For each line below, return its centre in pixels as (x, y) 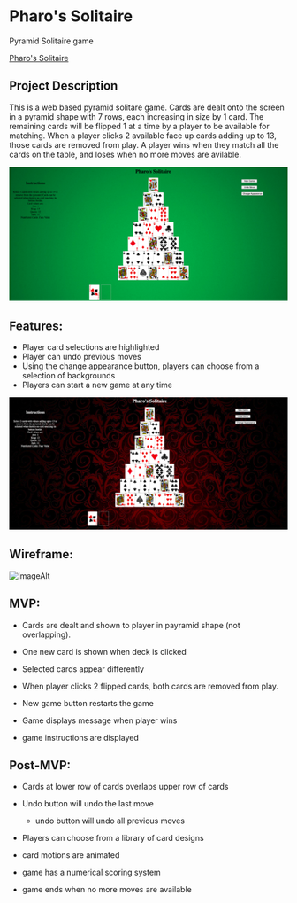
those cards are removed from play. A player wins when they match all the (144, 144)
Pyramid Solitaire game (52, 41)
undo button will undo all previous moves (110, 821)
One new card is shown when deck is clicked (104, 651)
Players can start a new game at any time (97, 385)
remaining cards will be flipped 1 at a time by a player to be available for (139, 126)
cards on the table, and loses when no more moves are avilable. (125, 154)
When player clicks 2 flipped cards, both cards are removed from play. (150, 686)
